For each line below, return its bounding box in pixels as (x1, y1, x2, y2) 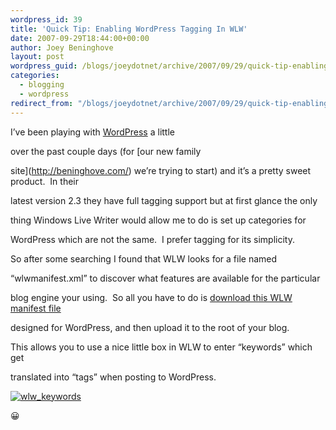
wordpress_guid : (10, 61, 78, 71)
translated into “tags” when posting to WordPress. (10, 371, 217, 383)
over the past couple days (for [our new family (10, 145, 202, 157)
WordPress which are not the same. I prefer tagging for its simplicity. (10, 233, 295, 245)
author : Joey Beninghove (10, 42, 114, 53)
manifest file (10, 302, 62, 314)
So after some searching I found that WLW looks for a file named (10, 252, 278, 265)
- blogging (19, 80, 65, 90)
